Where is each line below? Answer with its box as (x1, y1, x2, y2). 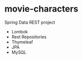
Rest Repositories (11, 34, 47, 40)
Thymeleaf (11, 39, 33, 45)
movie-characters (4, 3, 79, 15)
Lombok (11, 29, 28, 34)
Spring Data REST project (4, 19, 55, 25)
